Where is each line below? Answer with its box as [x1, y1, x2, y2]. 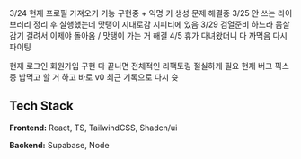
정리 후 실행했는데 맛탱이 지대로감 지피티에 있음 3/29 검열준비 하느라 [32, 19, 274, 30]
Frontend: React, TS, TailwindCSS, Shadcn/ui [9, 122, 178, 133]
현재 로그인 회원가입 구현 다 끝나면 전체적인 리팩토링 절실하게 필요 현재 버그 [9, 61, 273, 71]
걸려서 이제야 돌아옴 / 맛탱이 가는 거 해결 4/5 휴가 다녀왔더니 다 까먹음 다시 [25, 31, 288, 40]
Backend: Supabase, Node [9, 139, 110, 150]
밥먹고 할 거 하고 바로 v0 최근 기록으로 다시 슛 [18, 72, 179, 83]
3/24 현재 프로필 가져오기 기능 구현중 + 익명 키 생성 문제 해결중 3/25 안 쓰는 [9, 8, 276, 18]
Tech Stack [9, 98, 74, 114]
